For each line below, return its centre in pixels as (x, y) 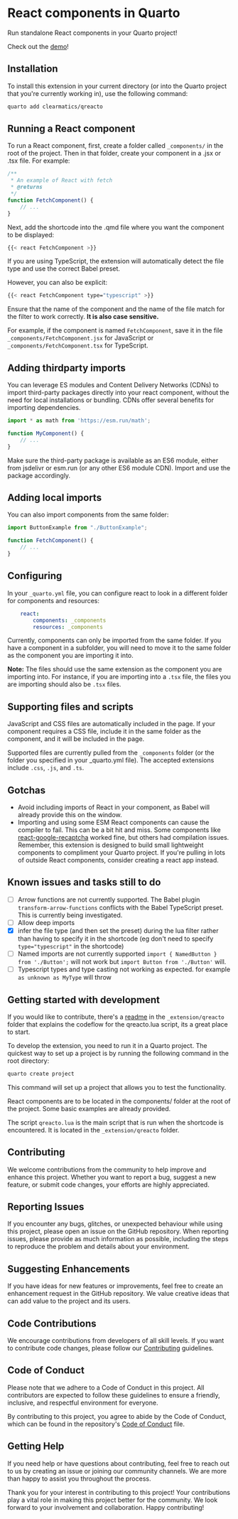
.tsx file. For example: (39, 161)
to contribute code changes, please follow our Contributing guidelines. (111, 1348)
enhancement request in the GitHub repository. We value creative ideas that (118, 1294)
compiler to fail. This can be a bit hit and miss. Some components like (119, 830)
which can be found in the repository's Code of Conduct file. (96, 1424)
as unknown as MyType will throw (64, 978)
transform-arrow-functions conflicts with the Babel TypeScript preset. (120, 907)
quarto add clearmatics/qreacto (55, 107)
